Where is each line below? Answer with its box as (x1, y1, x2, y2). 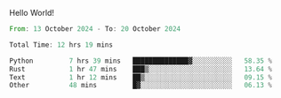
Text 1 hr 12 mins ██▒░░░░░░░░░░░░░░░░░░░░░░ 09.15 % (9, 72, 273, 82)
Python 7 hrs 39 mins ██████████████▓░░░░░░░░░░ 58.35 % (9, 57, 273, 65)
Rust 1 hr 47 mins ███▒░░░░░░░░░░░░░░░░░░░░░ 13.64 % (9, 64, 273, 73)
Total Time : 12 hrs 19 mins (9, 40, 114, 49)
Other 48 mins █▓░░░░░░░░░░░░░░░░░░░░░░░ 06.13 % (9, 81, 273, 90)
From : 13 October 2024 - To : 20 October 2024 (9, 25, 181, 34)
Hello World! (9, 8, 55, 18)
